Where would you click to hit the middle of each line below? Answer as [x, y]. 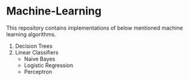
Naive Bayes [40, 59]
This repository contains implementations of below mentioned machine [94, 28]
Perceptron [38, 71]
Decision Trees [34, 46]
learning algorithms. [31, 34]
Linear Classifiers [37, 52]
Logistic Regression [49, 65]
